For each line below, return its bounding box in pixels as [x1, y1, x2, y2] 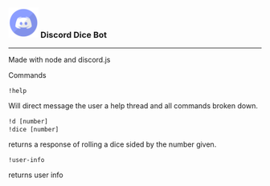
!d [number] [8, 118, 48, 126]
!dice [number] [8, 126, 59, 134]
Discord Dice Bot [39, 29, 107, 40]
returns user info [8, 170, 64, 180]
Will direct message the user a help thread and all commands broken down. [8, 101, 259, 111]
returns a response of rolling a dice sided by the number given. [8, 139, 217, 149]
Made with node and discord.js [8, 55, 111, 65]
